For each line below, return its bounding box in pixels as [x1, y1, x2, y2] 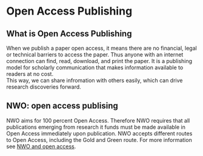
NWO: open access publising [6, 101, 118, 111]
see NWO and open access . [6, 143, 76, 150]
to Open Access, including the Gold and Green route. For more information [6, 136, 192, 143]
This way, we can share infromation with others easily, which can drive [6, 77, 183, 84]
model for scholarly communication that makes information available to [6, 64, 184, 71]
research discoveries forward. [6, 83, 82, 90]
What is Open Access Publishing [6, 29, 132, 39]
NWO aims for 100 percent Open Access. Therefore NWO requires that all [6, 117, 190, 124]
